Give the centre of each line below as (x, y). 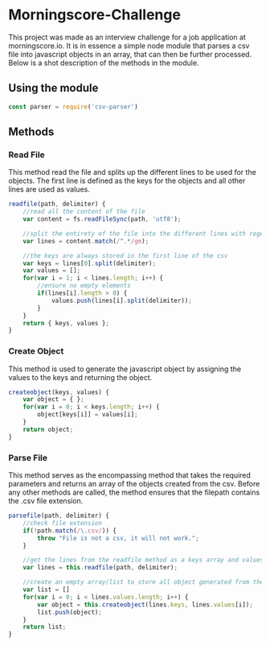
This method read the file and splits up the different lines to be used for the (133, 172)
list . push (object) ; (70, 612)
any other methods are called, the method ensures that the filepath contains (134, 492)
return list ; (45, 627)
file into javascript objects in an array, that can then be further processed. (130, 54)
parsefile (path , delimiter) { (59, 516)
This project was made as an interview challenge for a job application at (127, 37)
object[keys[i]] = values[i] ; (88, 415)
